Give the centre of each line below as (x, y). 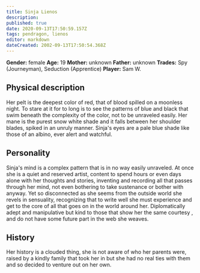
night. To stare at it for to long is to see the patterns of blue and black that (97, 108)
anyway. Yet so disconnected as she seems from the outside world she (94, 193)
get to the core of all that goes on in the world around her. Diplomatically (96, 206)
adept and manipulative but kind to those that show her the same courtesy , (100, 212)
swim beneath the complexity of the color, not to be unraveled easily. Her (97, 115)
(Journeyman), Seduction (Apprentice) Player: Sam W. (74, 69)
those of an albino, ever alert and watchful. (59, 134)
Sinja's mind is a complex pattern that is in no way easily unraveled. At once (100, 167)
